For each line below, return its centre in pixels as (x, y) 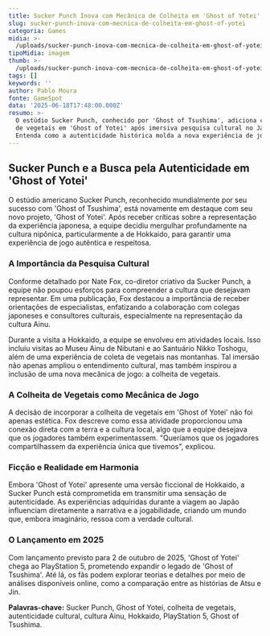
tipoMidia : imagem (39, 53)
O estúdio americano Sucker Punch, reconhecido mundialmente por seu (128, 200)
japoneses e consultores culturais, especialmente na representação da (125, 316)
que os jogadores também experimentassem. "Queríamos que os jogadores (134, 438)
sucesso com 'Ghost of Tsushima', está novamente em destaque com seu (131, 209)
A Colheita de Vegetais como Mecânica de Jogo (104, 394)
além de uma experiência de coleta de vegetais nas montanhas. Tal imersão (134, 357)
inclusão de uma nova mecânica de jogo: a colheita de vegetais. (115, 374)
